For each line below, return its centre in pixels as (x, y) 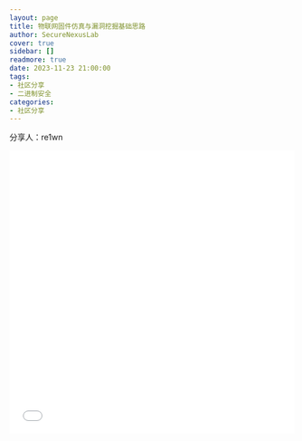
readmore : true (38, 60)
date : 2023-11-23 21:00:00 (60, 69)
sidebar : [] (32, 52)
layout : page (34, 18)
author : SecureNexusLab (54, 34)
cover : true (32, 43)
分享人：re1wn (36, 138)
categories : (32, 102)
